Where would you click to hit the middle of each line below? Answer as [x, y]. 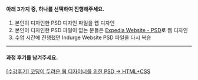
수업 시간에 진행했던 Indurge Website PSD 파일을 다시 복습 [83, 37]
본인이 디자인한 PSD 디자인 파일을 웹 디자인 [65, 23]
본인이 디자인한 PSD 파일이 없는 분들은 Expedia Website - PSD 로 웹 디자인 [101, 30]
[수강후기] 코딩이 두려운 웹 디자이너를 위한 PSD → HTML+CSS [78, 72]
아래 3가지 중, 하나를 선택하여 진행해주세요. [55, 9]
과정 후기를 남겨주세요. [32, 57]
